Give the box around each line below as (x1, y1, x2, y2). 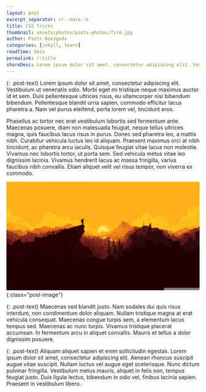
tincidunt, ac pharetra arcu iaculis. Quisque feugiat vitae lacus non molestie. (6, 143, 198, 150)
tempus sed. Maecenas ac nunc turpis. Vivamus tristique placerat (6, 323, 172, 330)
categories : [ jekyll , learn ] (6, 42, 81, 48)
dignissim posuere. (6, 336, 55, 343)
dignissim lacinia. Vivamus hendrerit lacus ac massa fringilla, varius (6, 156, 177, 164)
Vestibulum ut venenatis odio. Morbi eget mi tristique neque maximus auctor (6, 86, 199, 93)
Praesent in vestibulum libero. (6, 380, 82, 388)
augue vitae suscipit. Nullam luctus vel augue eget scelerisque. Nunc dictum (6, 361, 200, 368)
